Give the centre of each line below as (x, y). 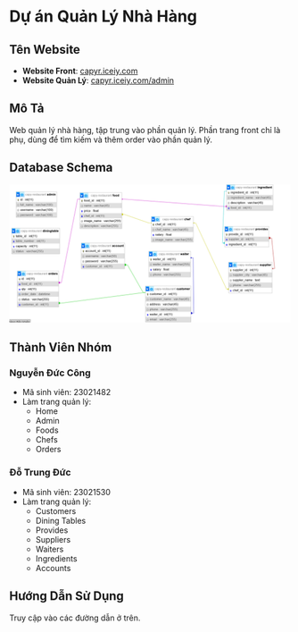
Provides (52, 530)
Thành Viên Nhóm (61, 347)
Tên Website (45, 50)
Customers (56, 510)
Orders (48, 450)
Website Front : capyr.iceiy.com (80, 71)
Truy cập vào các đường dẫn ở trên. (75, 618)
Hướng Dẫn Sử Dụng (67, 596)
